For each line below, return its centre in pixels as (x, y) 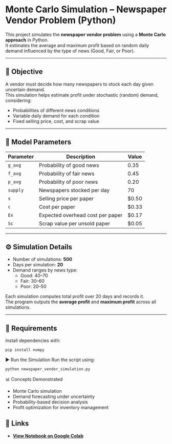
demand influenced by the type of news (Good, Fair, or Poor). (70, 51)
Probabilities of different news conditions (56, 110)
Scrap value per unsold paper (74, 223)
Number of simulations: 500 (42, 259)
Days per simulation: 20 (38, 265)
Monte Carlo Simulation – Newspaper (86, 9)
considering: (18, 100)
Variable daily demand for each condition (56, 116)
